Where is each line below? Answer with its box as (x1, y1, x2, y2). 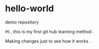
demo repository (5, 19, 39, 25)
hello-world (5, 3, 54, 14)
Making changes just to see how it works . (5, 38, 91, 44)
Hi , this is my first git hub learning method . (5, 28, 94, 34)
